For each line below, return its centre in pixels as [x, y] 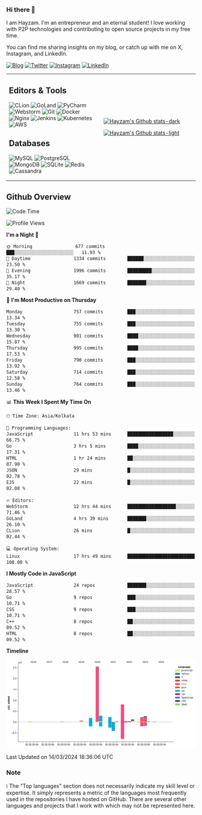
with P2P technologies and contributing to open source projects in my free [98, 29]
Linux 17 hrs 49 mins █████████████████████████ [101, 556]
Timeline [17, 651]
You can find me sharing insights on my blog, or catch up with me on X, [95, 47]
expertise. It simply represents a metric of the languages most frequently [96, 793]
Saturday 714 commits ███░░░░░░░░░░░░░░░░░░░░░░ [101, 372]
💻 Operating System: [33, 549]
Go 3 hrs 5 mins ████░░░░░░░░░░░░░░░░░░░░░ [101, 446]
